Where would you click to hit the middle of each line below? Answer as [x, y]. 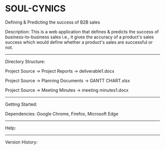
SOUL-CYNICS [35, 9]
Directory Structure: [25, 61]
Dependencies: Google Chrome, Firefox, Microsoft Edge [62, 114]
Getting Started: [21, 104]
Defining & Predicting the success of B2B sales [53, 22]
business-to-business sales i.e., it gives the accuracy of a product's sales [80, 37]
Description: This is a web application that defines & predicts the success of [82, 31]
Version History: [21, 142]
